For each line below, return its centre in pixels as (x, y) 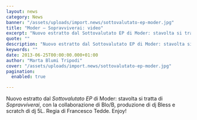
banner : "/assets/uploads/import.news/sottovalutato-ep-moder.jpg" (90, 22)
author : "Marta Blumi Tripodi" (44, 60)
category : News (25, 17)
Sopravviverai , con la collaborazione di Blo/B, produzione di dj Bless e (91, 105)
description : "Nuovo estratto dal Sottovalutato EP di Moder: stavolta (95, 44)
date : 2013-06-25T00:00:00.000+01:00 (52, 55)
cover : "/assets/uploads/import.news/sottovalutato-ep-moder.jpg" (89, 66)
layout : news (22, 11)
